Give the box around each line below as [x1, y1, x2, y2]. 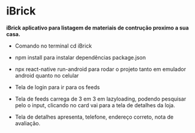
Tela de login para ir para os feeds [14, 83, 101, 91]
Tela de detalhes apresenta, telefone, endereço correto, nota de [14, 113, 174, 120]
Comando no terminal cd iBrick [14, 42, 92, 49]
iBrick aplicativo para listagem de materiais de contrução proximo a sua [6, 24, 189, 31]
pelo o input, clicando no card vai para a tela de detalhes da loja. [14, 101, 176, 109]
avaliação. [14, 119, 41, 127]
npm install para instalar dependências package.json [14, 54, 146, 61]
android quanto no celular [14, 72, 79, 79]
